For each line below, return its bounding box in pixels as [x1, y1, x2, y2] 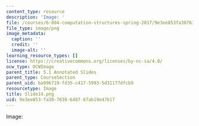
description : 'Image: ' [6, 14, 65, 20]
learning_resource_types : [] [6, 53, 78, 59]
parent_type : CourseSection [6, 75, 76, 80]
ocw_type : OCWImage [6, 63, 54, 70]
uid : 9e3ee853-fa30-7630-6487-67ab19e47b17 [6, 96, 115, 102]
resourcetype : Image [6, 86, 57, 92]
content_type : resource [6, 8, 65, 15]
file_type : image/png [6, 25, 60, 31]
